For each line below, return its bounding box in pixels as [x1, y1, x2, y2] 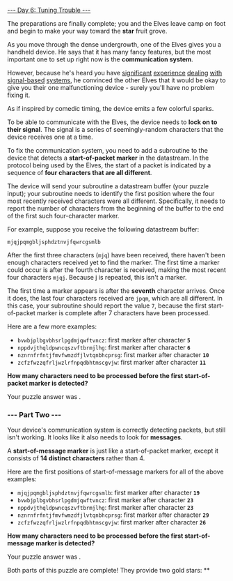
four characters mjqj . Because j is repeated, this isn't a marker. [7, 273, 187, 281]
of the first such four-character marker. [7, 212, 120, 220]
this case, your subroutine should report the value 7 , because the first [7, 301, 207, 310]
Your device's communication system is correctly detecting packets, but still [7, 425, 226, 435]
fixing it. [7, 91, 31, 99]
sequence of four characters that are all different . [7, 169, 152, 176]
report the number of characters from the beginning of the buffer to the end [7, 204, 224, 212]
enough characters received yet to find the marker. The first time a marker [7, 258, 220, 266]
